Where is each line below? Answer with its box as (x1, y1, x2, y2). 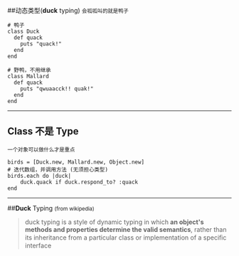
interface (24, 241, 52, 250)
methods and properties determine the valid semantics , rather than (24, 225, 227, 233)
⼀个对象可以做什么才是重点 (7, 146, 75, 153)
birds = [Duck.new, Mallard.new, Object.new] (7, 159, 144, 166)
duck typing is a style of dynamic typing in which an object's (24, 218, 204, 226)
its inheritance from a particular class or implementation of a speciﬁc (24, 233, 227, 242)
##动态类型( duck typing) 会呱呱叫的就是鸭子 (7, 6, 129, 14)
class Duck (7, 28, 40, 35)
